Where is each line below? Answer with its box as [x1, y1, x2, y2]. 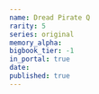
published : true [9, 72, 70, 81]
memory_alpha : [9, 38, 63, 47]
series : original [9, 30, 75, 38]
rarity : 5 [9, 21, 47, 30]
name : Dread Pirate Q [9, 13, 91, 22]
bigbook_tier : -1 [9, 47, 75, 56]
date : [9, 64, 30, 73]
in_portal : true [9, 55, 70, 64]
